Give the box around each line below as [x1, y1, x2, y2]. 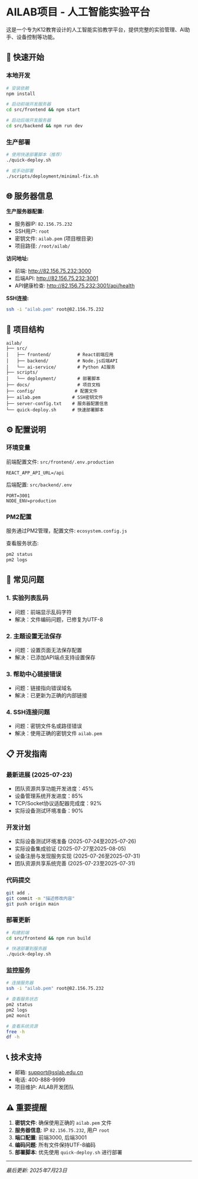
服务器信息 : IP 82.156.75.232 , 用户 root [14, 1127, 110, 1134]
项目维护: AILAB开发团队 [14, 1084, 74, 1091]
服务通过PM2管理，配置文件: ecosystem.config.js [6, 527, 128, 534]
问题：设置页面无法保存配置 [14, 646, 82, 653]
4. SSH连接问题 [6, 708, 50, 716]
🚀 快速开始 [6, 52, 44, 62]
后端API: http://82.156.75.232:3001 [14, 275, 98, 282]
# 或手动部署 [6, 167, 34, 174]
